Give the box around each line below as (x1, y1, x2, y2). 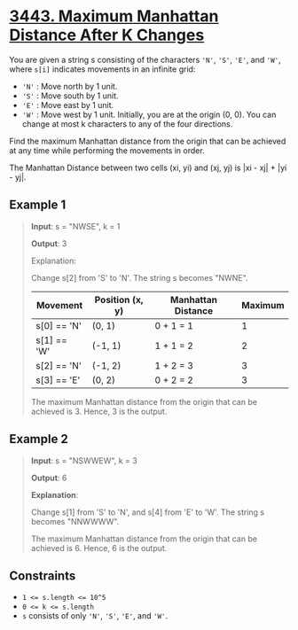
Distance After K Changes (9, 25, 205, 45)
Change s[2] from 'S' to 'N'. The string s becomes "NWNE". (30, 272, 248, 283)
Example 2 (9, 432, 68, 447)
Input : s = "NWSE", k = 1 (30, 221, 121, 231)
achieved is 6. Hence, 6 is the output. (30, 542, 168, 553)
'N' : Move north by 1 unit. (21, 81, 118, 91)
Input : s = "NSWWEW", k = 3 (30, 455, 137, 466)
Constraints (9, 568, 76, 583)
